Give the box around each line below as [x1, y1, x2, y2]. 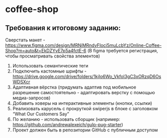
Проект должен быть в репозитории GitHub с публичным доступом [12, 127, 158, 133]
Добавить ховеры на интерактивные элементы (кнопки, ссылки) [12, 100, 152, 106]
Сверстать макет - [5, 37, 45, 43]
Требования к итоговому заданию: [5, 24, 121, 32]
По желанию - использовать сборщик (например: [12, 116, 121, 122]
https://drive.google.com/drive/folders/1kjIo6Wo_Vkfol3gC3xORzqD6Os [12, 74, 161, 79]
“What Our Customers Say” [12, 111, 69, 117]
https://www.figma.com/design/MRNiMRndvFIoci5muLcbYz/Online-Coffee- [5, 42, 162, 48]
